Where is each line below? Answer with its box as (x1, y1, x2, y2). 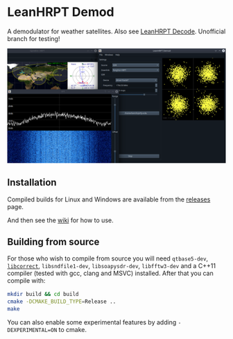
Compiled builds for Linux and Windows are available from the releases (7, 195, 211, 204)
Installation (7, 176, 57, 188)
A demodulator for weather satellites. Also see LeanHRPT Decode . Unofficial (7, 27, 226, 35)
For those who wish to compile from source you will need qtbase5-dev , (7, 254, 209, 263)
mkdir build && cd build (7, 291, 79, 298)
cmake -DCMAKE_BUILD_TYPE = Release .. (7, 298, 116, 306)
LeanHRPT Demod (7, 4, 114, 20)
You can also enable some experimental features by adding (7, 318, 177, 326)
